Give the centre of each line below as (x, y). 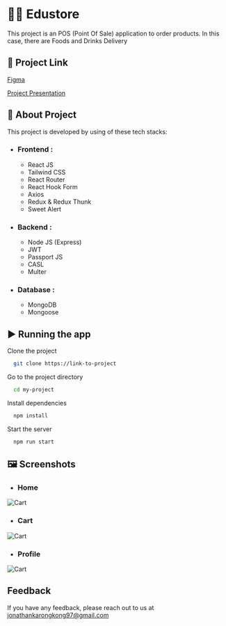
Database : (36, 290)
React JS (41, 164)
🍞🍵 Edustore (43, 14)
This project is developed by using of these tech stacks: (87, 131)
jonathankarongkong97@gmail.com (58, 615)
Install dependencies (37, 403)
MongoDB (42, 305)
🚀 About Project (42, 115)
